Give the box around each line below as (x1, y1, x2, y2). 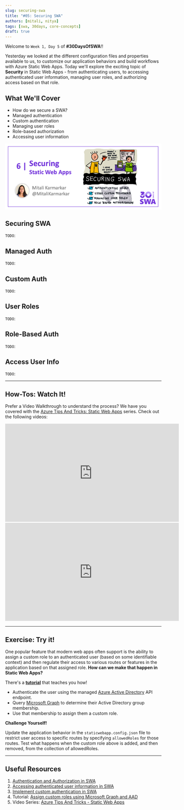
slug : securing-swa (5, 8, 46, 13)
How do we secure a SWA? (12, 107, 68, 113)
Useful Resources (5, 765, 61, 773)
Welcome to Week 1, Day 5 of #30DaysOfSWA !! (5, 43, 104, 49)
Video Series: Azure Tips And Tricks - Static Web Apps (12, 799, 125, 805)
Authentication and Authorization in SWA (12, 778, 96, 784)
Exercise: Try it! (5, 636, 55, 644)
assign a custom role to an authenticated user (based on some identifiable (5, 654, 157, 660)
